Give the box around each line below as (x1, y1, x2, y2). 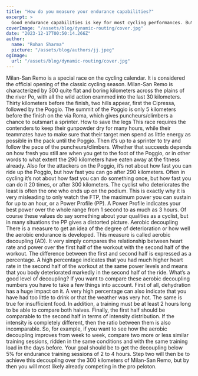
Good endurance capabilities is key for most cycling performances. (11, 19, 183, 25)
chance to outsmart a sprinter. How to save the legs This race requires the (6, 118, 186, 125)
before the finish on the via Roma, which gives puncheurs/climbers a (6, 112, 173, 119)
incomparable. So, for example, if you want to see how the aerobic (6, 325, 167, 332)
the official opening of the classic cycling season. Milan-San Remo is (6, 80, 173, 87)
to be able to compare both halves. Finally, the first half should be (6, 306, 166, 313)
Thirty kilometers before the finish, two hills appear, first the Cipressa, (6, 99, 176, 106)
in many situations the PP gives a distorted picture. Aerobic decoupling (6, 218, 179, 225)
